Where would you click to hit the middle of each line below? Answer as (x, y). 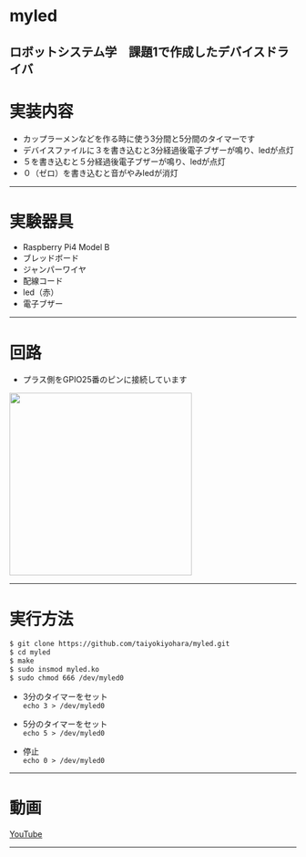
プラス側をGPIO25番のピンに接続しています (105, 380)
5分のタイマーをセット (65, 724)
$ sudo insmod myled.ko (55, 669)
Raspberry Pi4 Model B (66, 247)
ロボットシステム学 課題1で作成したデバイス (138, 52)
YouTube (26, 834)
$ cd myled (30, 653)
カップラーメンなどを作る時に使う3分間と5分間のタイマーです (139, 139)
